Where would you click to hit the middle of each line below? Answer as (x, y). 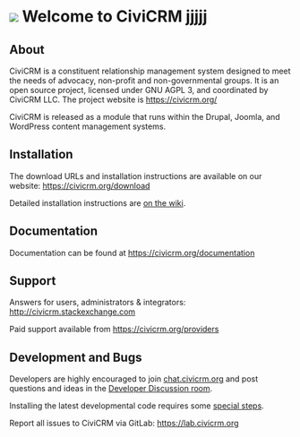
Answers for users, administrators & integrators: (98, 303)
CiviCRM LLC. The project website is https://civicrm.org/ (113, 99)
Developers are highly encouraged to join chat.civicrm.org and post (134, 379)
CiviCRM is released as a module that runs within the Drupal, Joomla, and (145, 117)
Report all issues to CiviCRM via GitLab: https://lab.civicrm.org (124, 424)
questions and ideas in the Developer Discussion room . (111, 389)
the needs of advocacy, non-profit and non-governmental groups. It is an (144, 81)
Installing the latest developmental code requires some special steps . (137, 406)
